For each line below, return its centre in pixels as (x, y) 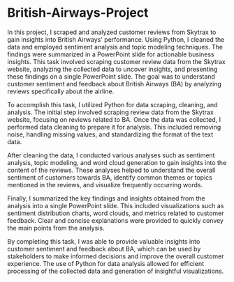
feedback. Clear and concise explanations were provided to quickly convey (115, 220)
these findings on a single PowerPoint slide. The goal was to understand (111, 76)
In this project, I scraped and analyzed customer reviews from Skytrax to (112, 32)
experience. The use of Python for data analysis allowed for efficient (106, 263)
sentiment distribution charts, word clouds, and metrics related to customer (116, 213)
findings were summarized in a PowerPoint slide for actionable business (111, 54)
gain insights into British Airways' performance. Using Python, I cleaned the (116, 39)
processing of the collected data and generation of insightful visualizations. (116, 271)
